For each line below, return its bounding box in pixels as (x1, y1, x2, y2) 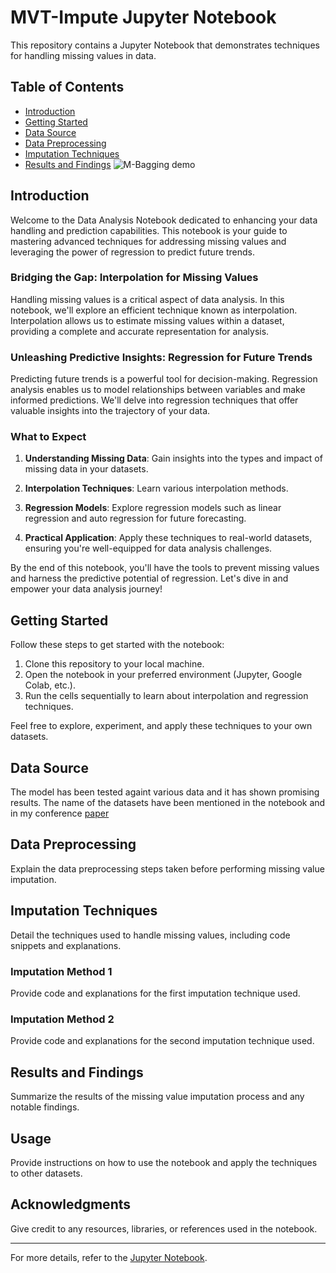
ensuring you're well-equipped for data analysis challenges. (24, 542, 273, 555)
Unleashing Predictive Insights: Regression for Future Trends (10, 350, 313, 364)
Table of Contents (10, 79, 125, 96)
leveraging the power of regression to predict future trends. (10, 246, 255, 258)
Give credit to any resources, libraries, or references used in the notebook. (10, 1222, 318, 1235)
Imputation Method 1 (10, 964, 113, 978)
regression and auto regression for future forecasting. (24, 512, 247, 525)
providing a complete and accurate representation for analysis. (10, 325, 270, 337)
